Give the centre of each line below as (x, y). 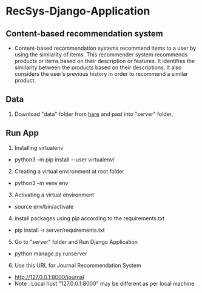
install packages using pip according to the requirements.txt (89, 218)
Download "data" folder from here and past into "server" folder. (94, 114)
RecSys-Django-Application (78, 11)
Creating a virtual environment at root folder (69, 171)
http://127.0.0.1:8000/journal (49, 277)
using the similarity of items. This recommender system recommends (101, 55)
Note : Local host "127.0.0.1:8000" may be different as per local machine (104, 283)
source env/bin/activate (44, 206)
